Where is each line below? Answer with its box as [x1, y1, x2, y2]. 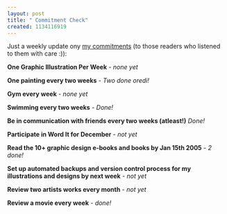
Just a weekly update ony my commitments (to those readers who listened [7, 42, 221, 51]
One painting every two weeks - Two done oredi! [7, 76, 149, 85]
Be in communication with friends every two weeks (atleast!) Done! [7, 117, 205, 125]
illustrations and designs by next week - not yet [7, 172, 147, 181]
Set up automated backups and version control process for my [7, 165, 192, 173]
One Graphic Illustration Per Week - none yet [7, 63, 139, 72]
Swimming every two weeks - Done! [7, 104, 113, 112]
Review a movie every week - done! [7, 199, 112, 207]
